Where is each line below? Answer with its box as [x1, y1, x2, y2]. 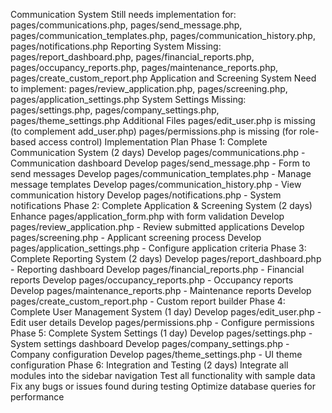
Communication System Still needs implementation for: [10, 9, 237, 20]
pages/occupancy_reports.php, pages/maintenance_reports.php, [10, 62, 279, 73]
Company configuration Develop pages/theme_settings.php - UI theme [10, 349, 303, 360]
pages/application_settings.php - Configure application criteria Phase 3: [10, 242, 307, 254]
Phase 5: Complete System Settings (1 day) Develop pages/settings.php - [10, 327, 313, 339]
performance [10, 391, 65, 403]
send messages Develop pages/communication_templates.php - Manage [10, 168, 312, 179]
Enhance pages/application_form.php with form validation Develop [10, 210, 285, 222]
